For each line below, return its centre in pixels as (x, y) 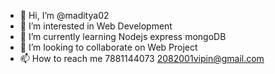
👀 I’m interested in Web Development (96, 26)
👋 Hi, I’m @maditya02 (64, 15)
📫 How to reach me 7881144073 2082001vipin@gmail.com (142, 58)
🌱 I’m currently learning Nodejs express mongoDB (123, 36)
